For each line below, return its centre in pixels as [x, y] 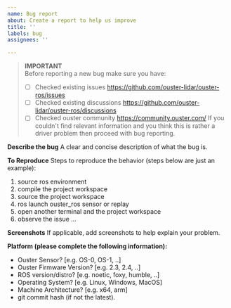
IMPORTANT [43, 66]
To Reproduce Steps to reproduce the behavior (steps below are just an [111, 161]
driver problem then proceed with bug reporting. [105, 134]
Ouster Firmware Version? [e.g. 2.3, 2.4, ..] [79, 267]
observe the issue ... [47, 219]
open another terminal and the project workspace [89, 212]
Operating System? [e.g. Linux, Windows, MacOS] [90, 283]
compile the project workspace [62, 189]
